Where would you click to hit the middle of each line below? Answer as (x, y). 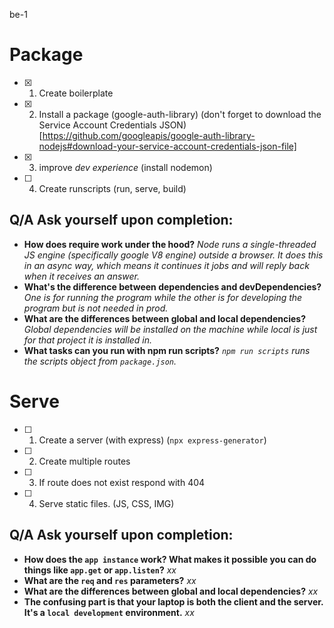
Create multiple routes (84, 461)
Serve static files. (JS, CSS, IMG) (106, 503)
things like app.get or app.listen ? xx (100, 570)
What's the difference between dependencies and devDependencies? (172, 286)
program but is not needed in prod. (96, 308)
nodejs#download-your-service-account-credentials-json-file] (167, 146)
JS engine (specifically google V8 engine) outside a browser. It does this (173, 255)
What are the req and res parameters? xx (110, 580)
